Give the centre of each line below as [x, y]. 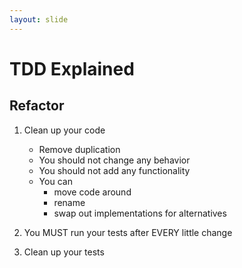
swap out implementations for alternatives [140, 213]
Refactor [37, 106]
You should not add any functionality [114, 170]
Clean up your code [64, 130]
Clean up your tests [64, 252]
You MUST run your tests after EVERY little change [128, 232]
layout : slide [39, 19]
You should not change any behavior [114, 160]
